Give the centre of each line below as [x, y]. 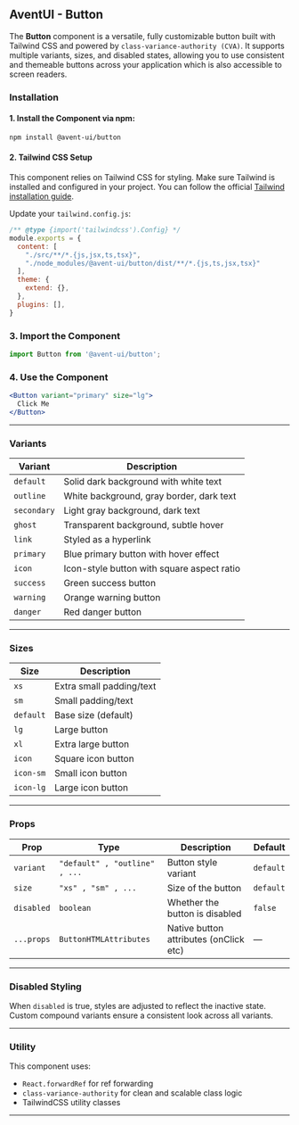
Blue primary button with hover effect [141, 554]
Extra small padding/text [105, 686]
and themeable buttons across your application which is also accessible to [145, 64]
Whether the [193, 902]
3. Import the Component [65, 335]
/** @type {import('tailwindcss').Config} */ [95, 230]
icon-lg [30, 788]
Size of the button [204, 888]
